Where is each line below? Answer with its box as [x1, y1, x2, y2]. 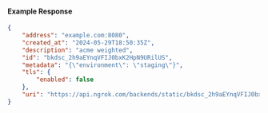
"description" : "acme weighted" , [22, 46, 134, 54]
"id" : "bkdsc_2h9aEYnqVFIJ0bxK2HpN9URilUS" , [22, 53, 173, 61]
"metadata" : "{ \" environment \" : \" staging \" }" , [22, 60, 183, 69]
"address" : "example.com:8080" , [22, 32, 130, 40]
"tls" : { [22, 68, 51, 76]
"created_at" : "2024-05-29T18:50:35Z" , [22, 38, 155, 47]
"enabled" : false [36, 76, 94, 84]
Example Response [7, 6, 73, 16]
